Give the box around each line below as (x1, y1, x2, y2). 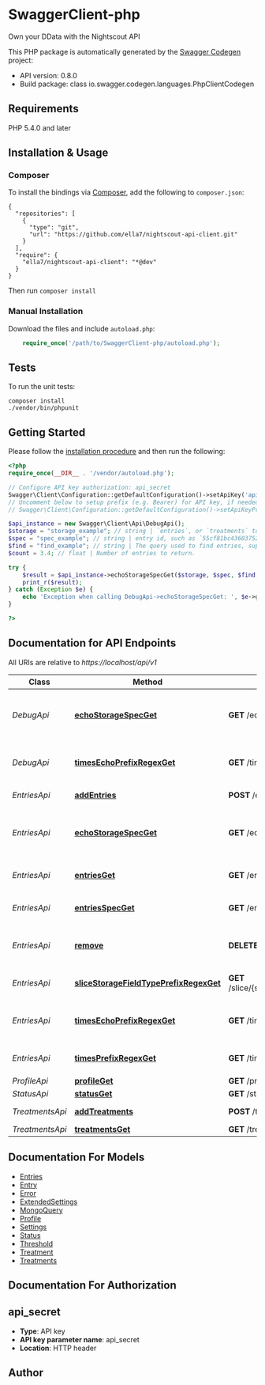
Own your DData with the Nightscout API (8, 32, 140, 41)
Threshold (19, 1239, 54, 1248)
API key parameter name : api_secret (19, 1334, 140, 1344)
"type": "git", (28, 224, 80, 232)
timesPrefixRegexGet (74, 1052, 156, 1063)
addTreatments (74, 1106, 134, 1117)
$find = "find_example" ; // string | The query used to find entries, (8, 542, 245, 551)
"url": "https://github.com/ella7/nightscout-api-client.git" (28, 231, 238, 239)
